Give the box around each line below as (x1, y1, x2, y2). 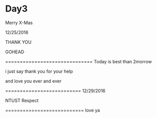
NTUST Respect (5, 97, 39, 103)
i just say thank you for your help (5, 68, 73, 74)
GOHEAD (5, 49, 24, 55)
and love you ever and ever (5, 78, 62, 84)
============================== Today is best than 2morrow (5, 58, 152, 64)
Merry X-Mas (5, 20, 33, 26)
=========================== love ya (5, 107, 100, 113)
